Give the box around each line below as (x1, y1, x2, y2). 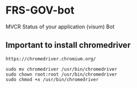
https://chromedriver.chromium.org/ (5, 56, 96, 62)
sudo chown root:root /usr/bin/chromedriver (5, 71, 117, 77)
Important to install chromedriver (5, 40, 131, 50)
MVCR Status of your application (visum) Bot (5, 23, 115, 30)
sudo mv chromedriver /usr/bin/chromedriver (5, 66, 117, 72)
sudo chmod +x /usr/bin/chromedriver (5, 76, 99, 83)
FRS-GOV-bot (5, 4, 75, 17)
